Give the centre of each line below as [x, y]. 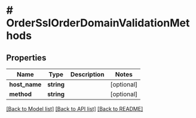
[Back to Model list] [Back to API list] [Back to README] [75, 109]
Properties [26, 58]
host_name [25, 84]
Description [87, 74]
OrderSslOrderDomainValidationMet [98, 23]
